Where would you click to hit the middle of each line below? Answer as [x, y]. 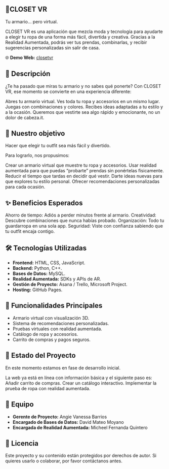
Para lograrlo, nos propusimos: [37, 155]
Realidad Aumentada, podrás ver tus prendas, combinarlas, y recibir [76, 42]
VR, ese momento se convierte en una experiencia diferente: [68, 91]
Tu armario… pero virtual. [32, 21]
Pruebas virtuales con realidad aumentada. [57, 329]
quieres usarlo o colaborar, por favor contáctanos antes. [64, 461]
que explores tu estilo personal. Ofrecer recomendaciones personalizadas [82, 181]
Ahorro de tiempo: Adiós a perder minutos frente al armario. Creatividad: [81, 215]
